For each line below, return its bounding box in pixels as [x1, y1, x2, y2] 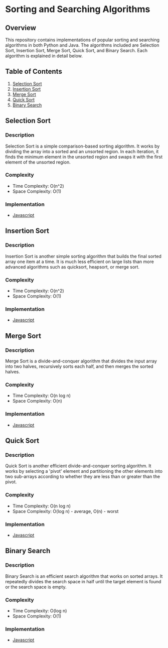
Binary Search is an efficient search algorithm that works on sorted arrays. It [5, 573, 163, 579]
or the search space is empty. [5, 584, 67, 590]
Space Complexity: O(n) [12, 398, 63, 404]
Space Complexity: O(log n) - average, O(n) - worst [12, 508, 119, 514]
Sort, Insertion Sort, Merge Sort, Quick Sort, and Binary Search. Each [5, 48, 148, 53]
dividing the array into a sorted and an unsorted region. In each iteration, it [5, 148, 159, 154]
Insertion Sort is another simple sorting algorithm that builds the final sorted [5, 253, 161, 259]
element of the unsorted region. [5, 159, 71, 165]
